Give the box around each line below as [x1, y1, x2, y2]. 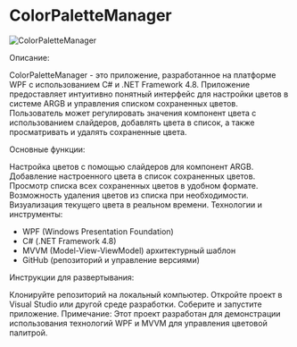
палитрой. [9, 327, 48, 338]
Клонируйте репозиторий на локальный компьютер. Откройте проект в [9, 289, 283, 300]
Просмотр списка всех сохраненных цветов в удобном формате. [9, 180, 259, 190]
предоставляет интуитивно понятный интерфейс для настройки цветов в [9, 89, 289, 99]
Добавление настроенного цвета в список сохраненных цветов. [9, 171, 256, 182]
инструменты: [9, 208, 63, 219]
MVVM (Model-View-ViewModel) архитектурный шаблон [21, 245, 236, 256]
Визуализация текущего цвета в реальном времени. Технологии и [9, 199, 263, 210]
